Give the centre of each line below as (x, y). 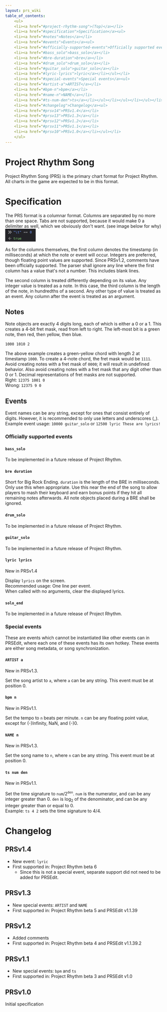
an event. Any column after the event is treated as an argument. (70, 296)
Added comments (31, 938)
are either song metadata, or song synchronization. (58, 648)
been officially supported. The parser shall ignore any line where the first (80, 265)
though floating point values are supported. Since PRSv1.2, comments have (82, 260)
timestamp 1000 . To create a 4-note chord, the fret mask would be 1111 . (78, 359)
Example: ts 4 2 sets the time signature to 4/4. (53, 811)
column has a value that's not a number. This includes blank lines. (73, 271)
